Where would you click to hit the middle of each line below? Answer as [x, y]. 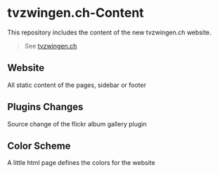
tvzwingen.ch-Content [76, 13]
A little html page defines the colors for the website [82, 163]
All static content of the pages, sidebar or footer [77, 85]
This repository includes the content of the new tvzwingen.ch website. [109, 32]
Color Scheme [39, 146]
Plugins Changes [45, 107]
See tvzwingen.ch [51, 46]
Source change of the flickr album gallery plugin [77, 123]
